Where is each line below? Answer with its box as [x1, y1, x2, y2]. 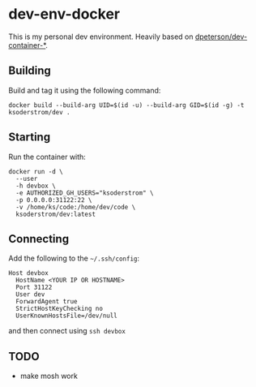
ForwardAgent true [15, 298, 79, 306]
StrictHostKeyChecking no [15, 305, 104, 313]
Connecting [8, 232, 70, 246]
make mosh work [19, 371, 79, 381]
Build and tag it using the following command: [8, 85, 161, 95]
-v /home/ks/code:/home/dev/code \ [15, 203, 136, 211]
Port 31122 [15, 283, 53, 292]
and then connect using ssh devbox [8, 326, 126, 336]
